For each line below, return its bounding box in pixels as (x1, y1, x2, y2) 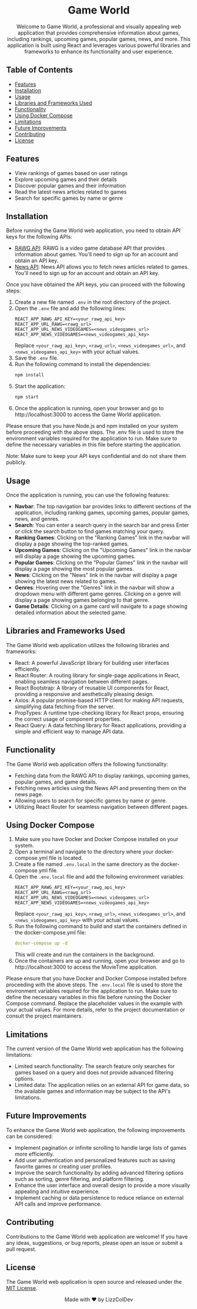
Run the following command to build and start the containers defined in (14, 923, 187, 930)
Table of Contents (6, 65, 74, 75)
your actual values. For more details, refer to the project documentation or (6, 1006, 185, 1013)
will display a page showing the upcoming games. (14, 553, 136, 560)
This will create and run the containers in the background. (14, 951, 155, 958)
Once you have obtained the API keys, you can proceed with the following (6, 281, 185, 288)
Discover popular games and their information (14, 182, 126, 189)
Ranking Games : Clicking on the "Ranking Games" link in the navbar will (14, 534, 190, 541)
